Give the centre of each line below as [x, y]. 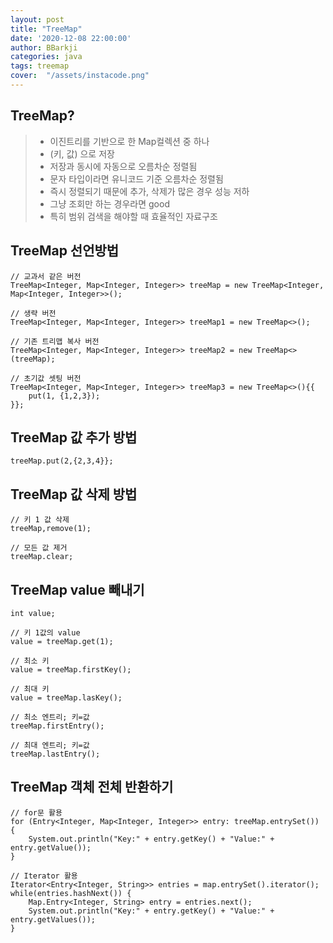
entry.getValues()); [53, 919]
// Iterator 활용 [44, 876]
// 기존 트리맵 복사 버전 [55, 341]
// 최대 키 [30, 689]
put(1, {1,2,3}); [64, 396]
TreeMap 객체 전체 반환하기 [92, 787]
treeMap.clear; [42, 557]
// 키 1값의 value [45, 632]
